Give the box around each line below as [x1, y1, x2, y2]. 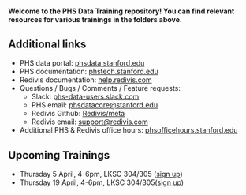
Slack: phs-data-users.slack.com [31, 92, 140, 102]
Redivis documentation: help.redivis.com [19, 75, 152, 84]
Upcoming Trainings [8, 148, 110, 162]
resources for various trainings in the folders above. [8, 14, 183, 24]
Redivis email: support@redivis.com [31, 117, 148, 126]
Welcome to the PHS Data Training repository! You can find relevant [8, 6, 235, 16]
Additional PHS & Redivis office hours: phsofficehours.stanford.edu [19, 126, 238, 135]
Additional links [8, 37, 87, 51]
